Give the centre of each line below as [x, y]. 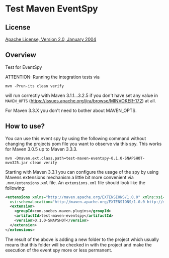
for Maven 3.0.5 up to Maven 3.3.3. [41, 149]
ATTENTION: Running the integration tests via [52, 77]
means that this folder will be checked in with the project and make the [78, 244]
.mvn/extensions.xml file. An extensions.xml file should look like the [75, 182]
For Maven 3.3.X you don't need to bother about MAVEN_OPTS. [71, 110]
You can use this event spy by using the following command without [76, 138]
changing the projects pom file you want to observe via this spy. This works [83, 144]
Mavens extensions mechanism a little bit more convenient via [70, 177]
